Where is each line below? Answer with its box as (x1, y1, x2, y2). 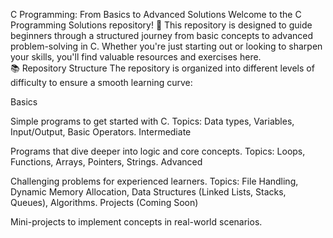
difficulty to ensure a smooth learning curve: (10, 77, 193, 88)
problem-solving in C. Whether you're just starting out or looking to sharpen (10, 40, 323, 52)
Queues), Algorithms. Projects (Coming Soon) (10, 197, 199, 208)
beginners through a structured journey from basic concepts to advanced (10, 30, 313, 41)
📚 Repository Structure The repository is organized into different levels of (10, 62, 315, 74)
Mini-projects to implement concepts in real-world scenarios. (10, 216, 263, 228)
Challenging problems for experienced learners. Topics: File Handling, (10, 175, 299, 187)
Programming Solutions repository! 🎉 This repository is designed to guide (10, 19, 313, 31)
